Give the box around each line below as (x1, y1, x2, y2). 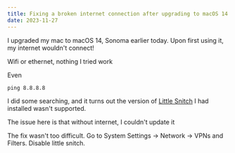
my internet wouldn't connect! (7, 44, 95, 52)
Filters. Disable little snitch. (7, 138, 86, 147)
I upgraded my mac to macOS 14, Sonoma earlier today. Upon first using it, (7, 36, 224, 44)
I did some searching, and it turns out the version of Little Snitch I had (7, 96, 209, 105)
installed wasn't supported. (7, 104, 87, 112)
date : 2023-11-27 (7, 17, 58, 24)
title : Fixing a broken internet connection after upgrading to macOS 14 (7, 10, 229, 18)
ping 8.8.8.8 (7, 84, 46, 91)
